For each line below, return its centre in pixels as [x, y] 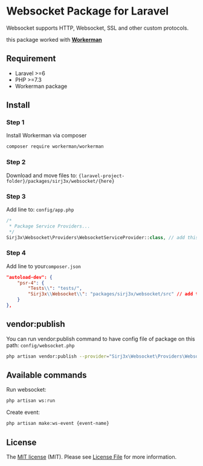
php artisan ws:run [31, 401]
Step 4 [16, 253]
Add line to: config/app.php [40, 209]
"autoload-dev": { [29, 277]
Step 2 [16, 162]
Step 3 [16, 196]
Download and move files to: [42, 175]
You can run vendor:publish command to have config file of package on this [101, 339]
